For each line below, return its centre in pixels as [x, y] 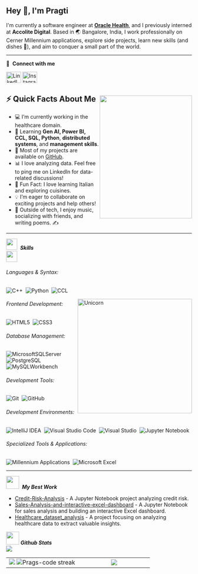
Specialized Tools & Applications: [47, 444]
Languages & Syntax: [32, 272]
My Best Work [39, 487]
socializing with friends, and [49, 216]
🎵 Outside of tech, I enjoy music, [54, 210]
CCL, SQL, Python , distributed [52, 138]
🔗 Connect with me [31, 63]
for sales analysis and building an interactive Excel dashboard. [90, 511]
